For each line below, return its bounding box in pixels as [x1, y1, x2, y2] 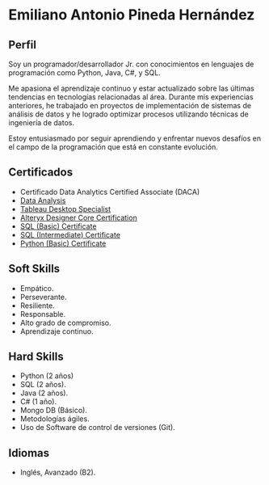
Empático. [19, 283, 54, 293]
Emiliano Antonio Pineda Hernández [8, 6, 255, 24]
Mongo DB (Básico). [19, 406, 87, 415]
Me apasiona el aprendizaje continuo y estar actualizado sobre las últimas [8, 83, 254, 93]
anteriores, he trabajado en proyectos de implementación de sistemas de [8, 101, 252, 110]
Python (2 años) [19, 371, 74, 381]
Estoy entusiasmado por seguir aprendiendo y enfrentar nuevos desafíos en [8, 133, 262, 143]
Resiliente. [19, 301, 55, 310]
